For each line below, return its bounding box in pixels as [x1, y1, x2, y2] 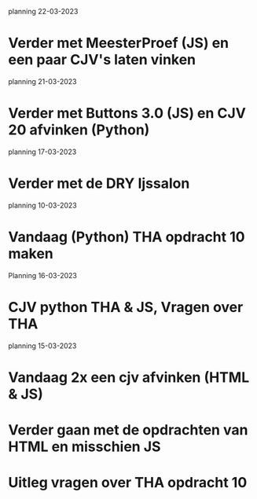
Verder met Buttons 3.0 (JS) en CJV [8, 105, 246, 123]
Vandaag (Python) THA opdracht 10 [8, 228, 245, 246]
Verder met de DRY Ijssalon [8, 174, 190, 193]
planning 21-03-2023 [8, 76, 77, 86]
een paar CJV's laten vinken [8, 51, 196, 69]
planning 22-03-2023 [8, 7, 79, 16]
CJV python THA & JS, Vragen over [8, 298, 244, 316]
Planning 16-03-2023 [8, 270, 77, 280]
